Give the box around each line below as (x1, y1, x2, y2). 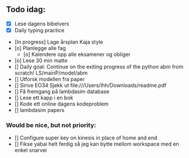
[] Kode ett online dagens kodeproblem (14, 100, 109, 107)
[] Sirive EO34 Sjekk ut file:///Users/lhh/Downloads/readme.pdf (14, 82, 167, 89)
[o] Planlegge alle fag (14, 44, 66, 51)
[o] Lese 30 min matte (14, 57, 68, 64)
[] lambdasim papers (14, 106, 65, 113)
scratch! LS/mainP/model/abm (14, 69, 88, 76)
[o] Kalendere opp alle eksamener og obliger (23, 51, 131, 58)
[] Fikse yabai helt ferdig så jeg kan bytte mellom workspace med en (14, 141, 179, 148)
